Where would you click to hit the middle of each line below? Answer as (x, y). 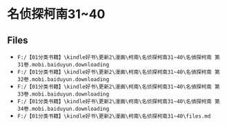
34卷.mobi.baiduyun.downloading (63, 109)
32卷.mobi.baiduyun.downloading (63, 80)
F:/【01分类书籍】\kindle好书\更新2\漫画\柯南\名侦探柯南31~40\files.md (114, 116)
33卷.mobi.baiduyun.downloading (63, 94)
